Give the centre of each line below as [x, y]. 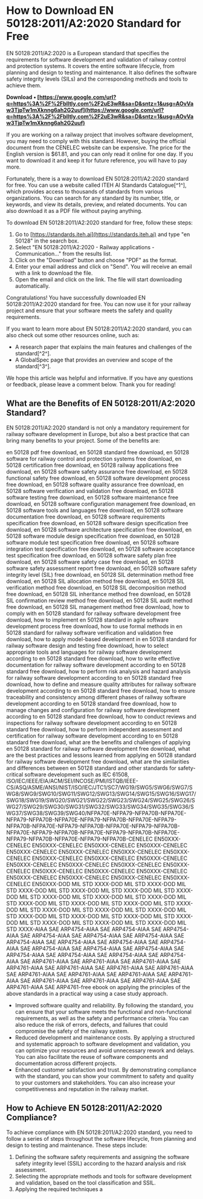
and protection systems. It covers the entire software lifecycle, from [91, 66]
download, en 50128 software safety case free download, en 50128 [90, 562]
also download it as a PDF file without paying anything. [75, 210]
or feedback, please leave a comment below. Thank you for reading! [91, 384]
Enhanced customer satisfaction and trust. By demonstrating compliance [106, 1070]
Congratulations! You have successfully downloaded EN [76, 297]
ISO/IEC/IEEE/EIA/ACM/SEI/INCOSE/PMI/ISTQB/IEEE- [72, 781]
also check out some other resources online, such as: [73, 335]
